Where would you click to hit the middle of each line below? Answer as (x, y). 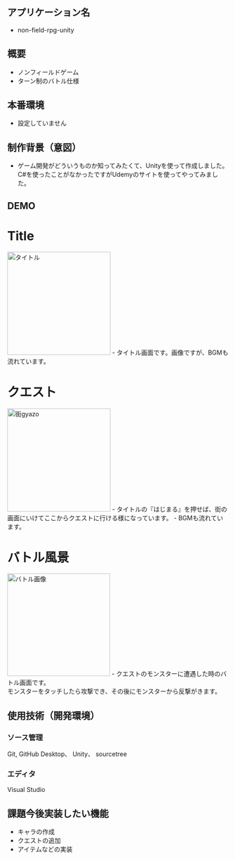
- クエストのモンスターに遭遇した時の (166, 674)
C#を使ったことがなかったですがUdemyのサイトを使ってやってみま (115, 175)
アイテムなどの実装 (45, 849)
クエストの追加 (39, 840)
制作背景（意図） (44, 147)
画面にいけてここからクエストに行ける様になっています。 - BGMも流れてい (115, 517)
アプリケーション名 (49, 13)
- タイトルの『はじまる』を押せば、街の (170, 509)
